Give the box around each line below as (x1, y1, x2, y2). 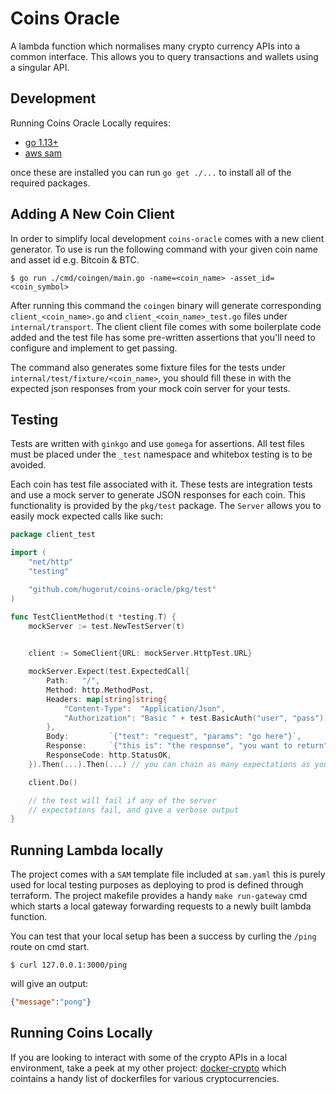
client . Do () (28, 777, 78, 787)
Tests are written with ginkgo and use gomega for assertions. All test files (10, 438, 305, 450)
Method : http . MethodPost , (46, 685, 155, 695)
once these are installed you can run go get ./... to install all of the (10, 166, 292, 178)
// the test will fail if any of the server (28, 795, 217, 806)
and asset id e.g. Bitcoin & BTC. (10, 253, 140, 266)
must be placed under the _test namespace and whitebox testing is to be (10, 448, 313, 461)
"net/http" (28, 557, 74, 567)
